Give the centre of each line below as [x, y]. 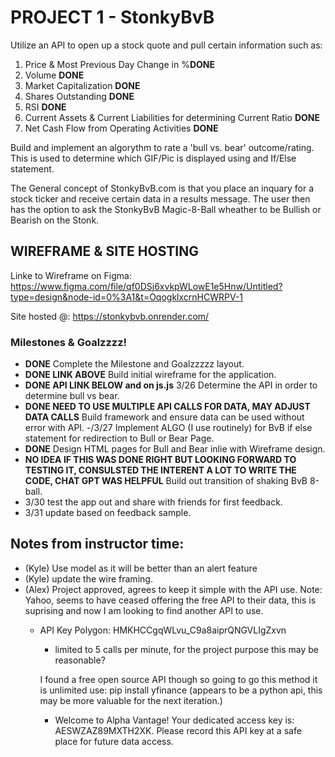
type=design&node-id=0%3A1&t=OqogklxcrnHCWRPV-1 [127, 297]
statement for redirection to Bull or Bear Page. [119, 438]
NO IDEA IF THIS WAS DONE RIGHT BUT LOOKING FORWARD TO [160, 460]
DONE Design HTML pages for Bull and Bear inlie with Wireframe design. [175, 449]
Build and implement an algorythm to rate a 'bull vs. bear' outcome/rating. [162, 147]
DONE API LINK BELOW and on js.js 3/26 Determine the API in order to [171, 385]
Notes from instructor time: [97, 544]
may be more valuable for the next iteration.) [131, 700]
